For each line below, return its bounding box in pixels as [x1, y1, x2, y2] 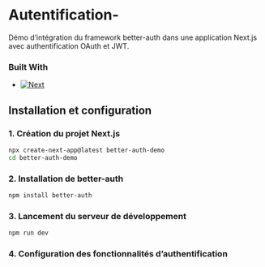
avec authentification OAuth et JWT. [8, 41, 130, 50]
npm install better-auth [8, 191, 92, 200]
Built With [8, 61, 49, 72]
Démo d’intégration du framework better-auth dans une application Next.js [8, 32, 258, 42]
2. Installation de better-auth [8, 173, 124, 184]
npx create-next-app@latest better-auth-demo [8, 146, 165, 154]
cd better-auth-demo [8, 153, 79, 161]
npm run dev [8, 229, 49, 237]
